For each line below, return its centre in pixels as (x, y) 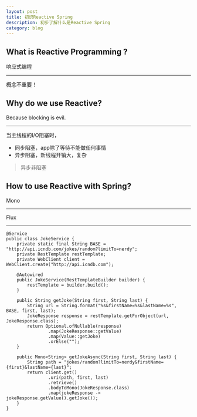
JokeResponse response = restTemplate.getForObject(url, (98, 316)
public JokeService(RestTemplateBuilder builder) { (81, 280)
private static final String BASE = (62, 244)
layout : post (22, 11)
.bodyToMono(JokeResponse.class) (89, 388)
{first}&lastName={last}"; (39, 367)
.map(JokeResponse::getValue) (85, 331)
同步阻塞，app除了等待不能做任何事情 (60, 147)
